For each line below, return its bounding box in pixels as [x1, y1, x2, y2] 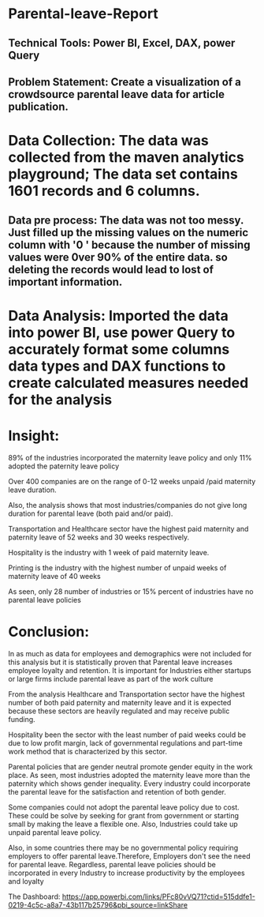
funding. [8, 714, 35, 723]
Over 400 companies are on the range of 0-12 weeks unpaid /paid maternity [8, 476, 256, 486]
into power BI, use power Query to [8, 323, 236, 341]
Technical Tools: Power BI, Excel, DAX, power [8, 36, 236, 50]
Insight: [8, 427, 60, 445]
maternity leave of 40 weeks [8, 571, 101, 581]
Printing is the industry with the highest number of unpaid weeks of [8, 562, 227, 573]
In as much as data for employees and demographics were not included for [8, 648, 252, 658]
